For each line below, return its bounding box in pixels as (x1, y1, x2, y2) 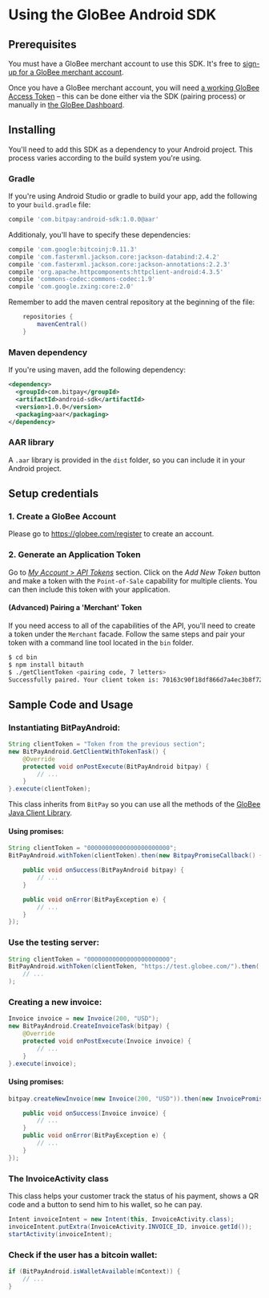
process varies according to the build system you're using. (8, 153, 202, 162)
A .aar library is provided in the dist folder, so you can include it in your (8, 455, 246, 465)
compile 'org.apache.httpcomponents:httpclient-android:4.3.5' (8, 267, 224, 276)
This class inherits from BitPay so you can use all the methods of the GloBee (8, 800, 261, 809)
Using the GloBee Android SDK (8, 6, 217, 24)
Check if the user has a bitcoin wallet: (8, 1249, 158, 1260)
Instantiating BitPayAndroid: (8, 722, 121, 733)
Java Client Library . (8, 808, 73, 818)
